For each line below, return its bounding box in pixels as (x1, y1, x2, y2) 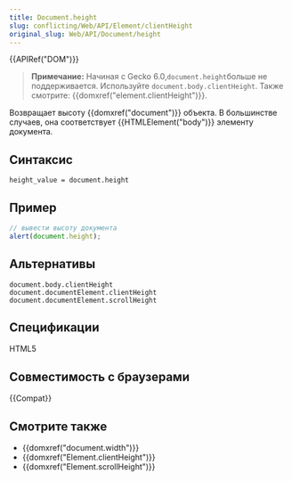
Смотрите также (9, 419, 108, 434)
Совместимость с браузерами (9, 369, 190, 384)
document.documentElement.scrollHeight (9, 296, 158, 305)
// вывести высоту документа (9, 224, 118, 232)
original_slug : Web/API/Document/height (9, 29, 162, 38)
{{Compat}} (9, 393, 52, 404)
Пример (9, 200, 57, 215)
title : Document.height (9, 12, 98, 22)
